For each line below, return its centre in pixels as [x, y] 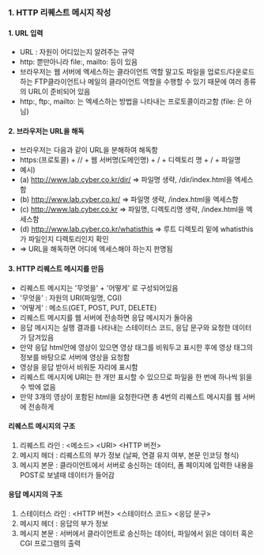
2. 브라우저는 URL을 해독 [46, 131]
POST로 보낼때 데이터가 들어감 [67, 475]
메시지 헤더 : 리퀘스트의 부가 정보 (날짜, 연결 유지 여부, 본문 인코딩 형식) [129, 455]
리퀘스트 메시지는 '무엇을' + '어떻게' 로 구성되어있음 [99, 287]
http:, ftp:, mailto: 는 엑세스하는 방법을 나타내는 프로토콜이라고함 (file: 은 [131, 101]
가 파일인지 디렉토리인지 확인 [64, 239]
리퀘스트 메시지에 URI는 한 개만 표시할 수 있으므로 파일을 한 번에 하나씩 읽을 [136, 377]
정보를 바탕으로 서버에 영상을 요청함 [75, 357]
